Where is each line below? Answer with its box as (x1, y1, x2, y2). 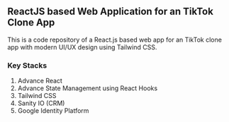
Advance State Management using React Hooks (17, 84, 158, 92)
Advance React (17, 77, 62, 85)
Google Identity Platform (17, 106, 89, 115)
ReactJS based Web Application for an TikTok (7, 6, 214, 18)
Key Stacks (7, 60, 48, 70)
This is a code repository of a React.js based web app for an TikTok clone (7, 35, 222, 44)
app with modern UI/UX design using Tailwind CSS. (7, 42, 157, 51)
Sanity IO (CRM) (17, 99, 65, 108)
